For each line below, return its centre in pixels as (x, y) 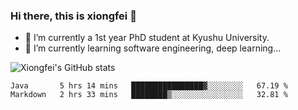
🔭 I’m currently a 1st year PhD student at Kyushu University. (147, 38)
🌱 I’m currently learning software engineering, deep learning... (153, 48)
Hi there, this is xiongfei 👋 (73, 16)
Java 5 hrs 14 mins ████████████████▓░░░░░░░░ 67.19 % (149, 86)
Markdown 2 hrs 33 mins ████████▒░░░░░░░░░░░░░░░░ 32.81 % (149, 95)
